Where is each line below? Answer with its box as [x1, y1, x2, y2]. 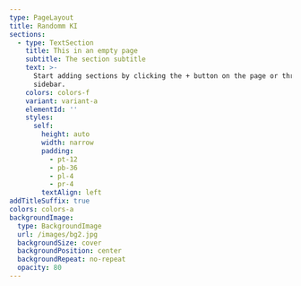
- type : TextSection [17, 38, 94, 48]
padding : [41, 146, 74, 155]
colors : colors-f [25, 88, 90, 97]
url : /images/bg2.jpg [17, 230, 99, 238]
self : [32, 122, 54, 131]
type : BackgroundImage [17, 221, 102, 230]
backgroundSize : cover [17, 238, 102, 247]
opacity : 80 [17, 264, 63, 273]
